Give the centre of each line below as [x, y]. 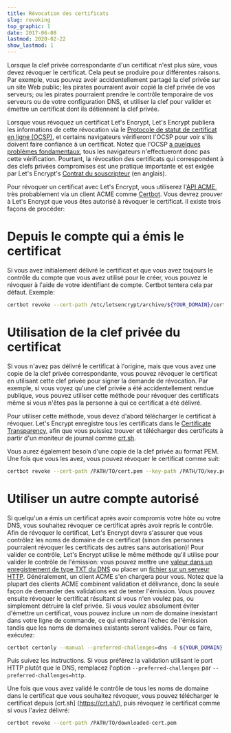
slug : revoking [29, 20]
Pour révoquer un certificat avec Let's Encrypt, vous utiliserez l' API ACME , [112, 187]
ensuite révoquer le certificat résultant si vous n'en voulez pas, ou [100, 598]
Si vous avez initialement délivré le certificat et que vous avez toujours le [110, 270]
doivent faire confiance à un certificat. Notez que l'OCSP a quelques [104, 144]
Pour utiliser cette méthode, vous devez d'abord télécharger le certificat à [112, 416]
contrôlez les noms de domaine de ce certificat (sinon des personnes [106, 540]
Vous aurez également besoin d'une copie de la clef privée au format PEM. [113, 451]
